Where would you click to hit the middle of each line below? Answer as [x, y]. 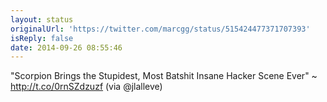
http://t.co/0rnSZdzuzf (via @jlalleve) [86, 87]
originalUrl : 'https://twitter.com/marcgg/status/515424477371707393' [160, 29]
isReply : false [42, 38]
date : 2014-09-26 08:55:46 [66, 47]
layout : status [42, 19]
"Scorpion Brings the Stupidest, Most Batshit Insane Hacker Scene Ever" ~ [164, 76]
